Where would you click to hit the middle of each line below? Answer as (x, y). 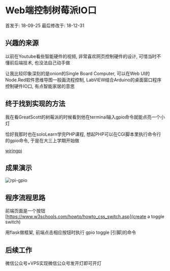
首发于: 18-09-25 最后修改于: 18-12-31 (45, 25)
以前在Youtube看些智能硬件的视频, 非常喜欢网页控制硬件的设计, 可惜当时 (81, 56)
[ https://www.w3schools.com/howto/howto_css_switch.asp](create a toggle (85, 217)
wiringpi (14, 150)
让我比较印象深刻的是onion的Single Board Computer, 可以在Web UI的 (78, 73)
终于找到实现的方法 (35, 104)
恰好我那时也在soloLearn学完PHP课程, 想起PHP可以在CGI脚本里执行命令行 (83, 134)
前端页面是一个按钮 (25, 211)
